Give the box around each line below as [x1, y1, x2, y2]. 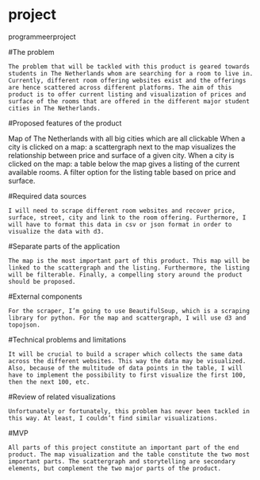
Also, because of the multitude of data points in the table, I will [8, 364, 243, 372]
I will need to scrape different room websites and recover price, [8, 207, 236, 215]
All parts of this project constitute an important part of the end [8, 443, 239, 451]
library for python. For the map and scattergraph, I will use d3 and [8, 314, 247, 322]
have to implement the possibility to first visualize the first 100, [8, 371, 247, 379]
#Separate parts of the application [8, 241, 120, 251]
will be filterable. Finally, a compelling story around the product [8, 270, 243, 279]
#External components [8, 292, 82, 301]
